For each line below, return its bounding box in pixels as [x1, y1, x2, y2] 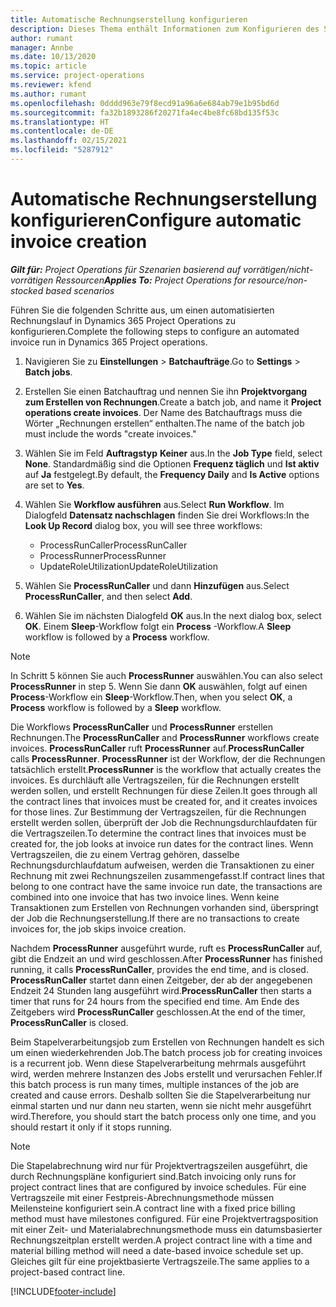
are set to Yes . [24, 479, 85, 491]
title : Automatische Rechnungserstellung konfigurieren [10, 14, 248, 25]
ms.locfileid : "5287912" [10, 145, 114, 155]
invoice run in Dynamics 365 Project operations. [10, 336, 208, 348]
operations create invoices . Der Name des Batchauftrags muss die [24, 406, 303, 418]
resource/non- [248, 274, 308, 286]
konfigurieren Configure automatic [10, 209, 302, 232]
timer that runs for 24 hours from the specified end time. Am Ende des [10, 995, 300, 1007]
